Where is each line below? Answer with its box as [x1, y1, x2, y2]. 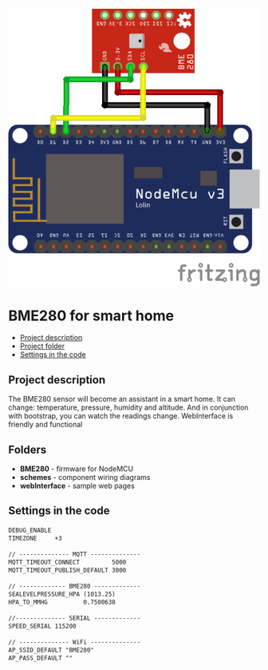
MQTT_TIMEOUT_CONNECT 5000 [8, 558, 127, 566]
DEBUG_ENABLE [8, 526, 52, 534]
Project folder [19, 341, 65, 351]
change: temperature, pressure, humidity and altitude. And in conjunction [8, 402, 249, 412]
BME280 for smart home [8, 307, 174, 324]
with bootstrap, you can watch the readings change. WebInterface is [8, 411, 234, 421]
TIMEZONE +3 [8, 534, 62, 542]
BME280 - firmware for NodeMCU [19, 464, 134, 474]
